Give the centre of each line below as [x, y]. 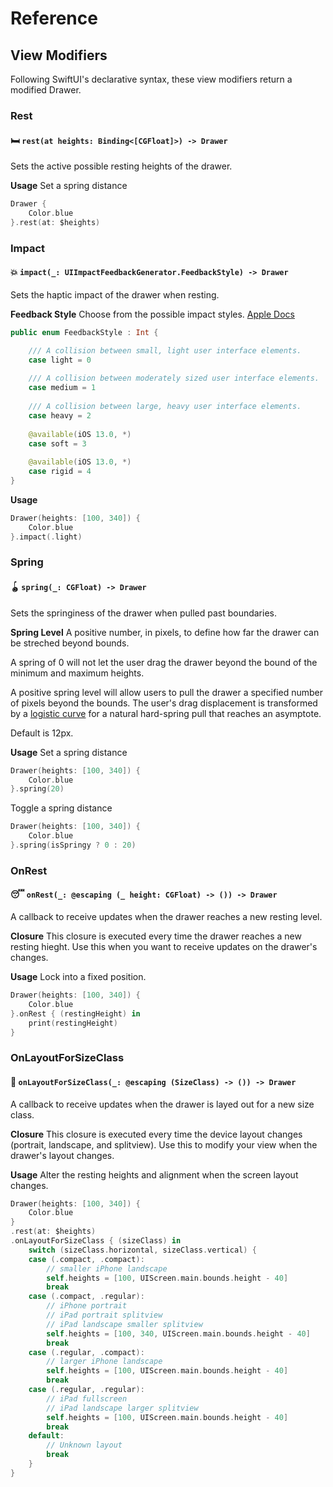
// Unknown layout [84, 1445]
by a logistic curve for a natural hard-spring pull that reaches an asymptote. [166, 713]
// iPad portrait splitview [104, 1315]
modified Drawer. [46, 90]
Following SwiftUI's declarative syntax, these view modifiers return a [151, 79]
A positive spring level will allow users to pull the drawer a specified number [167, 692]
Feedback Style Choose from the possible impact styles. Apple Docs [152, 314]
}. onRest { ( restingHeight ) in [75, 1013]
